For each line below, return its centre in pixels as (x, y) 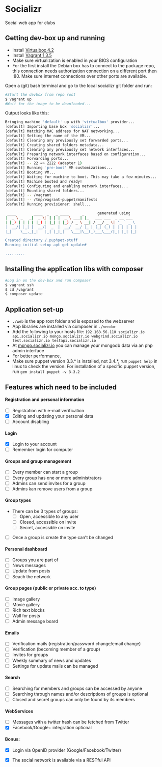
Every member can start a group (45, 472)
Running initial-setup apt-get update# (46, 245)
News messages (29, 566)
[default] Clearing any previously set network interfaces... (70, 149)
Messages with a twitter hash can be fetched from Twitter (71, 722)
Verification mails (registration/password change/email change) (76, 644)
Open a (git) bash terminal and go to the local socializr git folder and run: (79, 85)
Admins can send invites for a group (49, 483)
